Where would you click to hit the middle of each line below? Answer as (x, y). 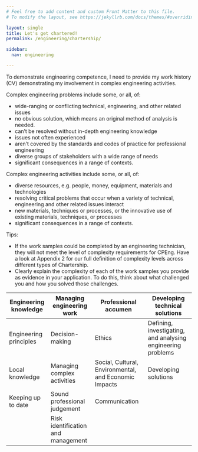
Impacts (106, 384)
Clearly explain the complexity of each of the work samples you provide (102, 271)
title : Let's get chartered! (42, 33)
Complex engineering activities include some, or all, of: (73, 174)
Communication (117, 401)
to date (19, 405)
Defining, (160, 323)
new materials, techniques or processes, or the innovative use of (93, 210)
